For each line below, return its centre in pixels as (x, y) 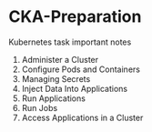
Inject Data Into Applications (75, 88)
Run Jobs (40, 107)
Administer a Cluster (60, 59)
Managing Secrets (56, 78)
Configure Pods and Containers (81, 69)
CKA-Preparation (75, 17)
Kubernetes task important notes (70, 42)
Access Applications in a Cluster (82, 117)
